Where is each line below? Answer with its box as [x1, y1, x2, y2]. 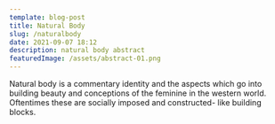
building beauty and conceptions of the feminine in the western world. [9, 88, 267, 98]
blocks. [9, 107, 36, 117]
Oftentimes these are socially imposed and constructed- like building [9, 97, 262, 107]
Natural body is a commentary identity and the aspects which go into [9, 79, 263, 89]
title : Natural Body [9, 21, 86, 30]
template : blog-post [9, 12, 86, 22]
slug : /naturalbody [9, 29, 82, 38]
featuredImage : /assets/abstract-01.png [9, 54, 162, 63]
